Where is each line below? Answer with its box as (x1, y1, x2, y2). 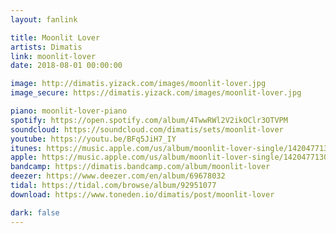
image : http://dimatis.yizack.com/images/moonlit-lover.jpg (10, 79, 267, 89)
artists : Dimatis (10, 42, 83, 52)
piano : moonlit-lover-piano (10, 106, 128, 116)
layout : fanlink (10, 14, 78, 25)
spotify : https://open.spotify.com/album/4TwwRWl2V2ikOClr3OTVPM (10, 115, 288, 125)
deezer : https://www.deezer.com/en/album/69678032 (10, 171, 226, 181)
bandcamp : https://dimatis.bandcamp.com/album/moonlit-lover (10, 162, 271, 172)
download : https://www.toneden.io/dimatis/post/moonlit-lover (10, 189, 275, 200)
